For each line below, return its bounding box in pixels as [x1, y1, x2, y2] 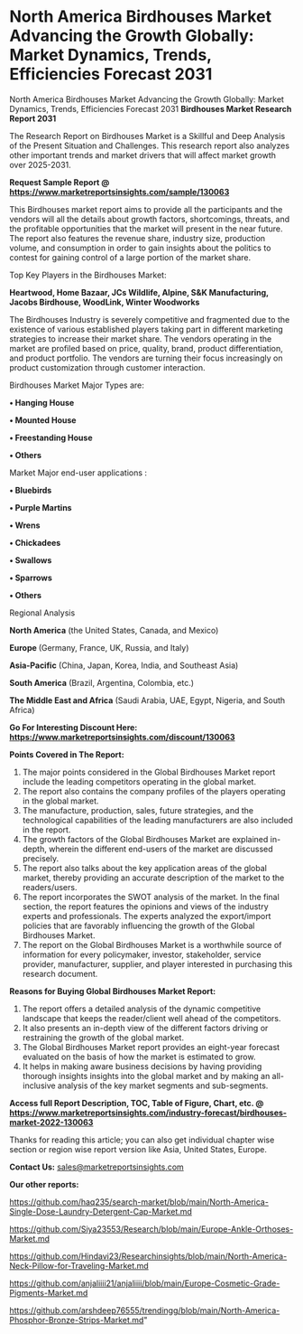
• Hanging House [9, 397, 75, 408]
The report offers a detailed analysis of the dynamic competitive [22, 1003, 262, 1014]
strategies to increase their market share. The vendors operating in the [9, 333, 272, 344]
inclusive [22, 1080, 56, 1091]
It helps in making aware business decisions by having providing [22, 1060, 262, 1072]
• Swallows [9, 554, 52, 566]
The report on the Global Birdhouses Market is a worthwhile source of [22, 939, 282, 950]
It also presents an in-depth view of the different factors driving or [22, 1022, 269, 1033]
